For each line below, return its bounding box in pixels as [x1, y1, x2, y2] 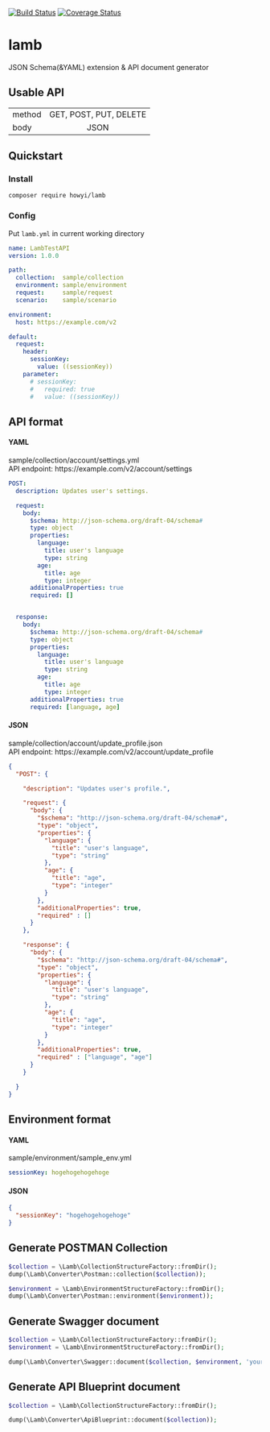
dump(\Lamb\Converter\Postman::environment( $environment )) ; [8, 1292, 215, 1301]
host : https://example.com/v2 [15, 318, 117, 326]
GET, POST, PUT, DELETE [49, 109, 147, 120]
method [12, 109, 42, 120]
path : [8, 266, 27, 274]
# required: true [29, 385, 95, 393]
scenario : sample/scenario [15, 296, 117, 304]
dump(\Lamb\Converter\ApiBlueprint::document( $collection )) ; [8, 1416, 218, 1424]
